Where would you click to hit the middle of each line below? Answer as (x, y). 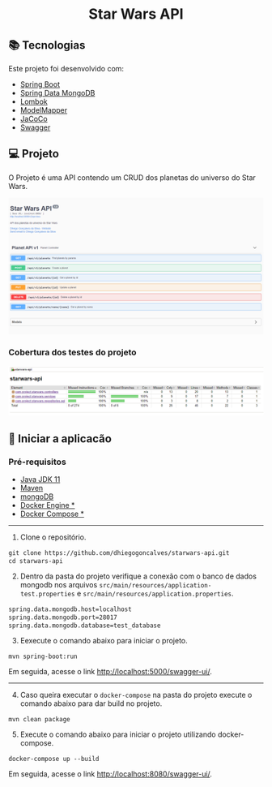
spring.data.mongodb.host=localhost (70, 609)
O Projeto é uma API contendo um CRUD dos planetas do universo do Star (132, 177)
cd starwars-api (36, 561)
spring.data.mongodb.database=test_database (85, 626)
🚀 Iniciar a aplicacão (60, 439)
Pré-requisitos (37, 462)
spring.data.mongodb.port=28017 (63, 617)
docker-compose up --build (54, 759)
